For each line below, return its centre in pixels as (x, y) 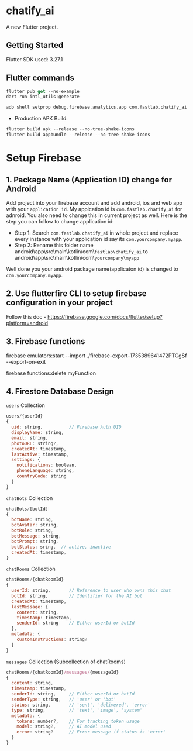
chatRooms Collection (31, 569)
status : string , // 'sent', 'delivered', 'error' (81, 705)
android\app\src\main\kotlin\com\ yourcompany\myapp (77, 257)
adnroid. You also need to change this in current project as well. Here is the (96, 215)
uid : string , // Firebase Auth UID (66, 427)
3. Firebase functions (46, 341)
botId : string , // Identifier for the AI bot (77, 596)
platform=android (27, 323)
